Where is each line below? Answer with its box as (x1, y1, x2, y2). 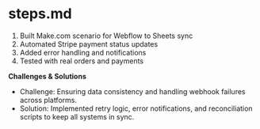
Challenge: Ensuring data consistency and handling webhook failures (19, 86, 246, 96)
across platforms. (19, 95, 78, 104)
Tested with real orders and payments (19, 56, 144, 66)
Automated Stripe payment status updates (19, 39, 159, 48)
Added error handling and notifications (19, 47, 147, 57)
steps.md (8, 5, 73, 23)
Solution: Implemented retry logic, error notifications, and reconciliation (19, 104, 253, 113)
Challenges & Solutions (8, 71, 87, 81)
